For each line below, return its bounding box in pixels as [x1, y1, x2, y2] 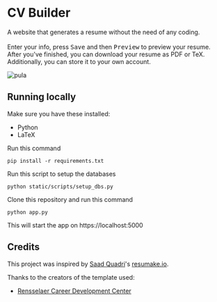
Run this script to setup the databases [7, 169, 116, 178]
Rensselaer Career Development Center [17, 287, 132, 295]
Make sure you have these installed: [7, 109, 111, 118]
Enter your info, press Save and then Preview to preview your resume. [7, 42, 211, 51]
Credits [7, 241, 40, 253]
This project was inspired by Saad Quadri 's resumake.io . [7, 260, 169, 268]
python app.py [7, 209, 49, 216]
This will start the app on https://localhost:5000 [7, 221, 144, 229]
